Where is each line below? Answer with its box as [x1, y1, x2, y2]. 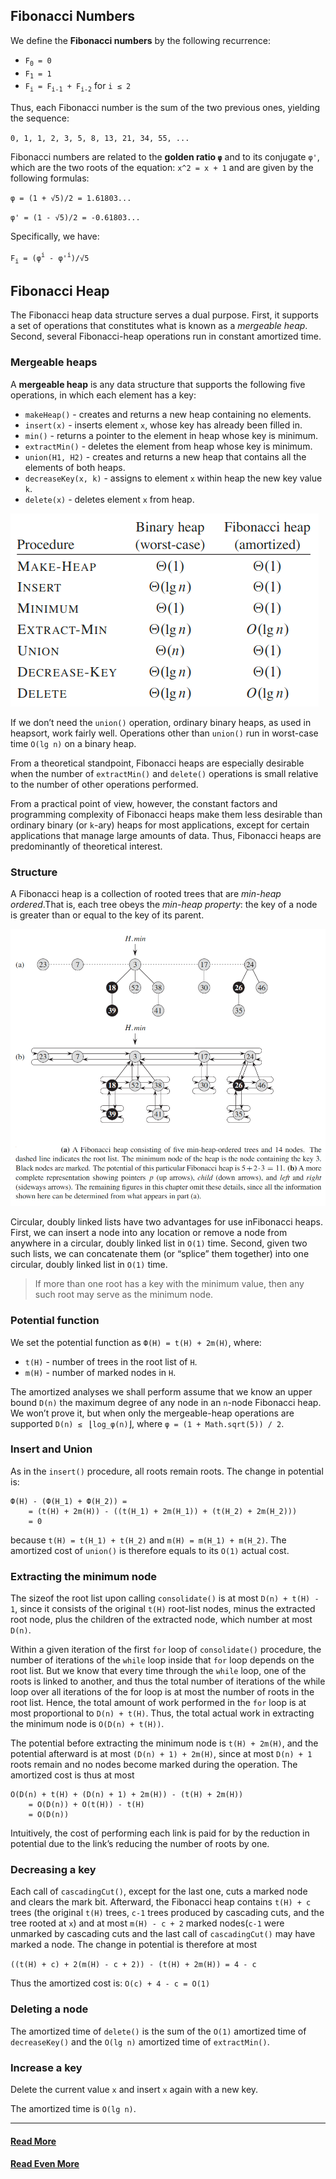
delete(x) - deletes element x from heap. [24, 493, 195, 505]
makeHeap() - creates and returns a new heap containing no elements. [24, 408, 312, 420]
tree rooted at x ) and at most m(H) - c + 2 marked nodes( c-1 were [10, 1917, 285, 1929]
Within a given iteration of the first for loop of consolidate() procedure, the [10, 1644, 322, 1656]
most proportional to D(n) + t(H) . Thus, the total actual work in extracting [10, 1707, 315, 1719]
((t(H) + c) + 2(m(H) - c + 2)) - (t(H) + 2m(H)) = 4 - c [10, 1960, 257, 1970]
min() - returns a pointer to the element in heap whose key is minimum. [24, 429, 319, 441]
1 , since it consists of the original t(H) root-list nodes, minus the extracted [10, 1603, 316, 1615]
